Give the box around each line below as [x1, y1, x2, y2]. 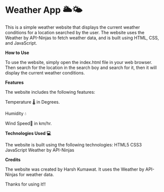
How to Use [5, 50, 30, 56]
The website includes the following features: [5, 89, 95, 95]
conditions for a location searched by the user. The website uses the [5, 29, 145, 35]
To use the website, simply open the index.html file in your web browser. [5, 59, 152, 65]
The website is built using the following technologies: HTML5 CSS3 [5, 141, 142, 147]
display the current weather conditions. [5, 69, 85, 75]
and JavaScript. [5, 40, 37, 46]
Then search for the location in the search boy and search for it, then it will [5, 64, 157, 70]
